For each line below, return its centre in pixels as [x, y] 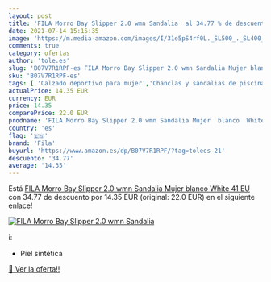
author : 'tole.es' [39, 61]
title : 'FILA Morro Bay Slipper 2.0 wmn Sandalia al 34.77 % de [120, 23]
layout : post [30, 16]
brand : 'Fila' [32, 143]
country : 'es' [32, 128]
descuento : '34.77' [41, 158]
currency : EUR [32, 98]
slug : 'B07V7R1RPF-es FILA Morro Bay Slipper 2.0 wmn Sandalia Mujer [128, 68]
